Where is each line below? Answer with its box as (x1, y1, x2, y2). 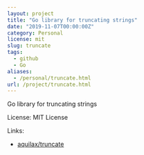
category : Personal (7, 29, 64, 37)
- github (13, 55, 39, 62)
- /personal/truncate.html (13, 74, 91, 82)
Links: (7, 127, 24, 135)
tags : (7, 49, 23, 56)
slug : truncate (7, 42, 51, 49)
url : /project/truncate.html (7, 81, 91, 88)
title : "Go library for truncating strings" (7, 17, 138, 24)
